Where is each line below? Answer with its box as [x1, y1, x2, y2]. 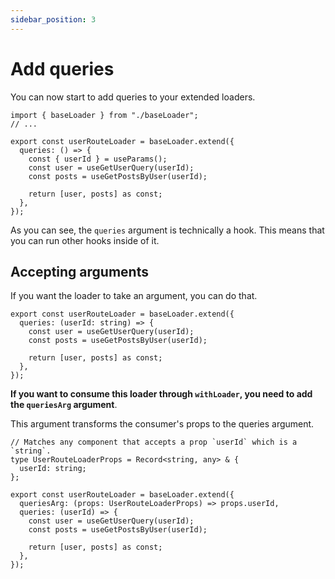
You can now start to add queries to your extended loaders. [10, 91, 256, 103]
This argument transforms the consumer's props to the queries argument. [10, 418, 315, 430]
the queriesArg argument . [10, 399, 118, 411]
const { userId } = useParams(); [28, 154, 168, 164]
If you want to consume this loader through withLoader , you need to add [10, 388, 313, 400]
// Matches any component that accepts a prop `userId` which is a [10, 437, 298, 448]
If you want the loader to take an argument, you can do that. [10, 290, 258, 302]
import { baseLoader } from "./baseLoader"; [10, 110, 199, 120]
